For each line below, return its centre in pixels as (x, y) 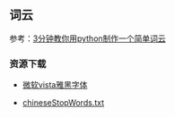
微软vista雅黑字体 (55, 85)
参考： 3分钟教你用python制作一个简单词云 (87, 38)
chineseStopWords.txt (63, 103)
